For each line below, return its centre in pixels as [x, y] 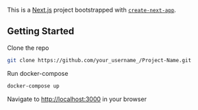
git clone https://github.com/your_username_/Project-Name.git [99, 60]
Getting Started [41, 31]
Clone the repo [28, 48]
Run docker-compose [38, 73]
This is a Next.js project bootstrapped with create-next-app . [92, 10]
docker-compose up [33, 86]
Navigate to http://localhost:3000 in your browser [77, 99]
